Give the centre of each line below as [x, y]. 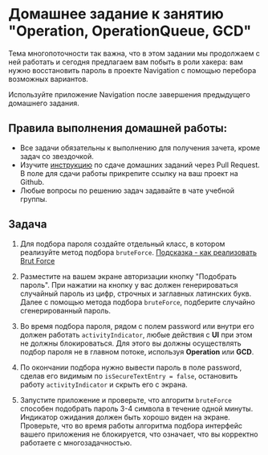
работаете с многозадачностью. [76, 442]
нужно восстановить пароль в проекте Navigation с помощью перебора [132, 70]
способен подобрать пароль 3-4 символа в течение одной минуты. [136, 408]
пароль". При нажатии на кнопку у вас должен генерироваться [129, 285]
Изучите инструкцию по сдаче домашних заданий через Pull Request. [140, 165]
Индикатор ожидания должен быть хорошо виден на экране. [125, 417]
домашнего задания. [44, 103]
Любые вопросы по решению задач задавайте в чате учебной [127, 191]
